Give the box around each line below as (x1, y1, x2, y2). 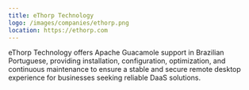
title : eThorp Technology (8, 11, 94, 20)
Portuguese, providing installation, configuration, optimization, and (8, 56, 226, 66)
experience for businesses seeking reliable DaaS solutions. (8, 73, 201, 83)
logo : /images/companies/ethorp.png (8, 19, 129, 27)
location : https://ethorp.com (8, 26, 109, 34)
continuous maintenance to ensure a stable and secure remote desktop (8, 65, 242, 74)
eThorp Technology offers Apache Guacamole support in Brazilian (8, 48, 224, 58)
